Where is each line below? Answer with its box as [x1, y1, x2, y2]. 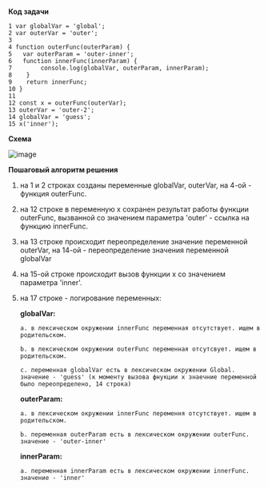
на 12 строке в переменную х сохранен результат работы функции [19, 204, 250, 214]
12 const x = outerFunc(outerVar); [8, 99, 127, 107]
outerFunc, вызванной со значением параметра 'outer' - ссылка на [19, 213, 250, 222]
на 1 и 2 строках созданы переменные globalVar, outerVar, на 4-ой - [19, 181, 252, 190]
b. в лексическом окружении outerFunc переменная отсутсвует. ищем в [19, 345, 258, 353]
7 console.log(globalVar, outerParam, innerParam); [8, 64, 210, 72]
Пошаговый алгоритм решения [8, 165, 118, 174]
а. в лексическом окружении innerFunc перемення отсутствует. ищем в [19, 410, 258, 418]
